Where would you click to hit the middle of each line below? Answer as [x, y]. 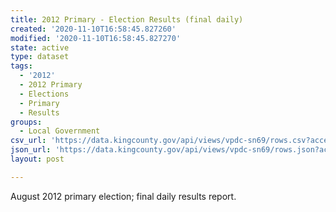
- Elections [44, 94]
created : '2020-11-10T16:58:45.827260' [93, 29]
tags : [21, 66]
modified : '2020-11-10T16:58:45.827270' [96, 38]
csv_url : [28, 141]
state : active [40, 47]
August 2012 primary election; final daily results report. [123, 196]
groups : [26, 122]
